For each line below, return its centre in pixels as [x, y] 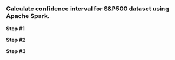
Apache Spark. [28, 16]
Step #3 [16, 51]
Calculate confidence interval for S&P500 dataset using [87, 9]
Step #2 [16, 40]
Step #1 [15, 29]
